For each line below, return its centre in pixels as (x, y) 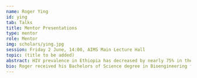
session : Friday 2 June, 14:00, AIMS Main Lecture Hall (76, 50)
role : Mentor (22, 39)
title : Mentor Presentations (42, 28)
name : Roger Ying (27, 11)
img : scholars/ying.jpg (35, 45)
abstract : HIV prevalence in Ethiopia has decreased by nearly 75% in (94, 60)
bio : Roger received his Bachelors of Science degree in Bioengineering (97, 66)
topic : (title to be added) (40, 55)
